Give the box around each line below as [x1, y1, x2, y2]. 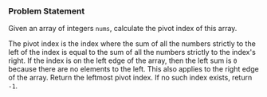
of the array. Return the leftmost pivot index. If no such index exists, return [8, 73, 253, 83]
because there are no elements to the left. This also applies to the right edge [8, 64, 259, 74]
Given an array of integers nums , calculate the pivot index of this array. [8, 24, 238, 33]
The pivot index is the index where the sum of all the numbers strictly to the [8, 39, 257, 48]
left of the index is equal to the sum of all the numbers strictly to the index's [8, 48, 257, 57]
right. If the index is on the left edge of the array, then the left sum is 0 [8, 56, 238, 65]
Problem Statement [8, 6, 85, 17]
